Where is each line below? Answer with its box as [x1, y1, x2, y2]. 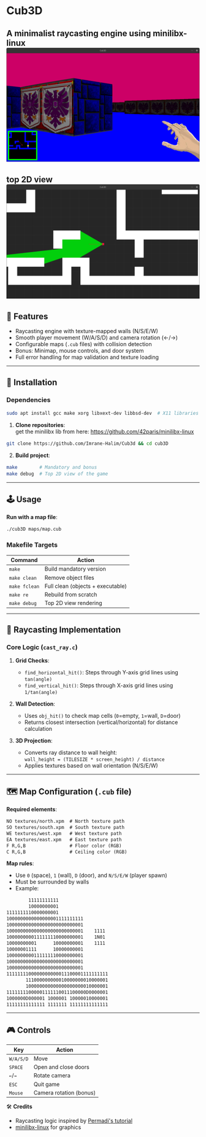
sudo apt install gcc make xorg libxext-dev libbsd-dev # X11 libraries [6, 410, 199, 417]
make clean [9, 575, 37, 581]
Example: [15, 885, 39, 892]
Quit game [33, 1081, 60, 1088]
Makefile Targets [6, 541, 58, 549]
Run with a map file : [6, 514, 58, 521]
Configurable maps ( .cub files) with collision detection [15, 341, 152, 348]
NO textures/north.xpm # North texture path [6, 819, 124, 825]
